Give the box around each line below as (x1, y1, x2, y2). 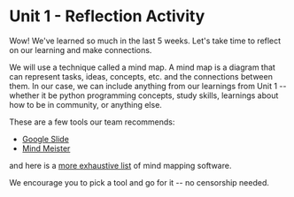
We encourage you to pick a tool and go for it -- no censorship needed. (9, 177, 270, 187)
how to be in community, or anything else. (9, 99, 162, 110)
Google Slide (21, 133, 69, 144)
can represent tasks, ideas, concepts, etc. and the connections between (9, 71, 273, 81)
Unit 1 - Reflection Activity (9, 6, 205, 27)
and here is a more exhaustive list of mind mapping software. (9, 160, 232, 170)
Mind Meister (21, 143, 71, 154)
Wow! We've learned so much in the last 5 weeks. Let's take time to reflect (9, 35, 282, 46)
